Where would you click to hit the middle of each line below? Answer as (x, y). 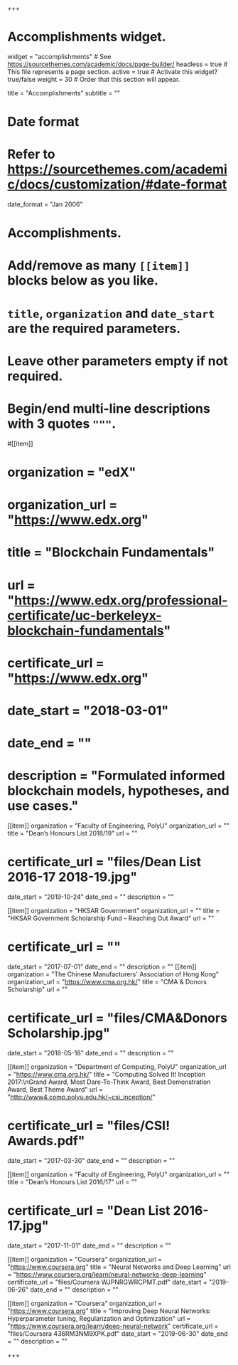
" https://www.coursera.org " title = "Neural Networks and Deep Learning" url (119, 1267)
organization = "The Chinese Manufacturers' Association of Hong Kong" (113, 974)
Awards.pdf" (46, 1141)
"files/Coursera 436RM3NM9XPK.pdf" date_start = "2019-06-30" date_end (118, 1333)
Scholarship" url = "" (38, 989)
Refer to (31, 154)
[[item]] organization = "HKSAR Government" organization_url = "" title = (114, 910)
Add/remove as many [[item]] (99, 266)
